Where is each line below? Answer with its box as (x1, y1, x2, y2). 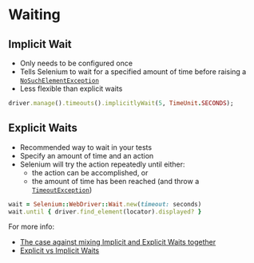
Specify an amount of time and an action (19, 151, 154, 160)
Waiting (8, 6, 62, 24)
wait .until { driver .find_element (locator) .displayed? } (8, 207, 202, 216)
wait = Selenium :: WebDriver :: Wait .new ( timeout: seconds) (8, 200, 202, 208)
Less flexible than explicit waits (19, 84, 123, 93)
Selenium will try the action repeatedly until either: (19, 159, 185, 169)
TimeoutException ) (31, 185, 93, 194)
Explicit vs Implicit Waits (19, 245, 100, 256)
